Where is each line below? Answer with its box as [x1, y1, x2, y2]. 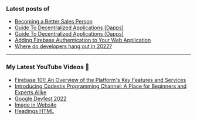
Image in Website [14, 101, 57, 108]
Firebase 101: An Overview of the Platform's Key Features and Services [14, 76, 186, 83]
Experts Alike [14, 88, 47, 95]
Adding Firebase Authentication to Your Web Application [14, 37, 151, 44]
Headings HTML [14, 107, 55, 114]
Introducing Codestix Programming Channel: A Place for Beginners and [14, 83, 186, 90]
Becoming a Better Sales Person [14, 18, 93, 25]
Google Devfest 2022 [14, 95, 67, 102]
